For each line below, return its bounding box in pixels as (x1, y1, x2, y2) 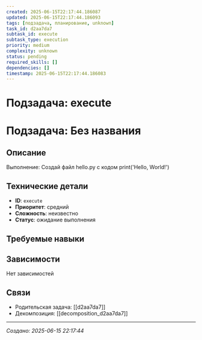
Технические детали (6, 181, 88, 191)
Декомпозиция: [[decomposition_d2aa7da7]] (14, 310, 128, 317)
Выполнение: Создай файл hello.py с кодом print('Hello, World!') (6, 164, 170, 171)
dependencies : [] (6, 64, 50, 71)
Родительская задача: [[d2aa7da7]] (14, 303, 106, 311)
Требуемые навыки (6, 233, 85, 244)
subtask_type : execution (6, 37, 69, 43)
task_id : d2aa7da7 (6, 25, 52, 32)
